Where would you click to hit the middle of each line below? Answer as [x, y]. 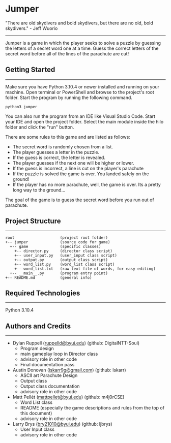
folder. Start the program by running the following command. [69, 98]
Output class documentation [50, 386]
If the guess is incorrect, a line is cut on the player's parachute [78, 168]
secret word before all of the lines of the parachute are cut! [67, 53]
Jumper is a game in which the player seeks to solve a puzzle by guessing [83, 43]
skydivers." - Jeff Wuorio [32, 28]
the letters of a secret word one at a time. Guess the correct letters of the [82, 48]
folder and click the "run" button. [40, 127]
